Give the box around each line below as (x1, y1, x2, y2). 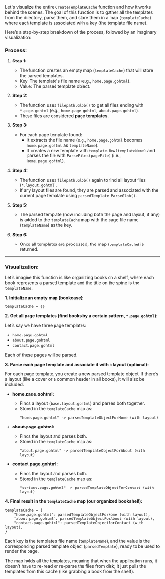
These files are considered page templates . (19, 113, 109, 119)
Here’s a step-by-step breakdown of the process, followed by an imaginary (5, 30, 157, 35)
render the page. (5, 548, 39, 554)
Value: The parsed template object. (19, 83, 91, 89)
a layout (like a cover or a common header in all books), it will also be (5, 376, 145, 382)
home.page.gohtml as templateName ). (27, 142, 99, 148)
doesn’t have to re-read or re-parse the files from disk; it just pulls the (5, 563, 146, 569)
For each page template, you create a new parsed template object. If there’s (5, 371, 159, 377)
